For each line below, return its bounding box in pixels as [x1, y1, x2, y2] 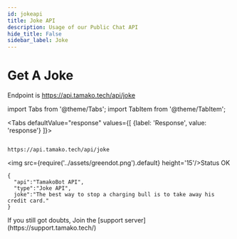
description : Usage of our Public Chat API [7, 23, 139, 31]
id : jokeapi [7, 10, 43, 18]
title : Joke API [7, 17, 56, 24]
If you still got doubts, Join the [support [7, 216, 123, 225]
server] [124, 216, 146, 225]
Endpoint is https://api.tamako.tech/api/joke [7, 91, 136, 100]
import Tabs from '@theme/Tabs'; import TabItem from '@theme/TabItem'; [7, 105, 226, 114]
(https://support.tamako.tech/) [7, 223, 97, 232]
